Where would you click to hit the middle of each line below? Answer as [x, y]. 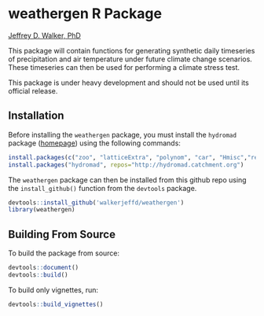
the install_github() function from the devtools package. [103, 188]
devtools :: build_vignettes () [56, 304]
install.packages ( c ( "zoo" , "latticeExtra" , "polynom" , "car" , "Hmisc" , [128, 157]
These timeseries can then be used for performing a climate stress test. [124, 67]
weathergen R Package [85, 14]
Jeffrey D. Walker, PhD [44, 35]
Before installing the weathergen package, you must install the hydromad [123, 134]
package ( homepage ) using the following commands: [94, 143]
